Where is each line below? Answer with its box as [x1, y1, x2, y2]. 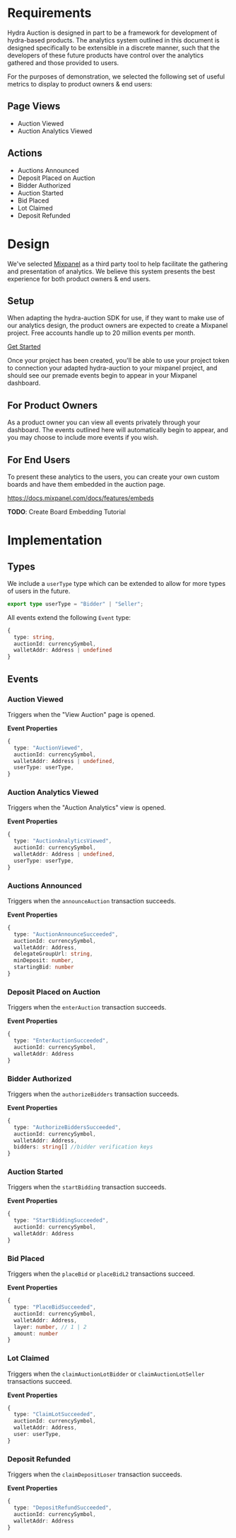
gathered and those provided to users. [7, 58, 119, 67]
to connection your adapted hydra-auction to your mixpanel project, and [7, 363, 218, 373]
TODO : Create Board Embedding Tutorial [7, 507, 126, 516]
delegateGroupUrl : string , [13, 951, 93, 958]
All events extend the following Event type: [7, 613, 131, 621]
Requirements [7, 5, 92, 21]
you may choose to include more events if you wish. [7, 434, 159, 442]
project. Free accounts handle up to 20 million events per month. [7, 329, 196, 337]
